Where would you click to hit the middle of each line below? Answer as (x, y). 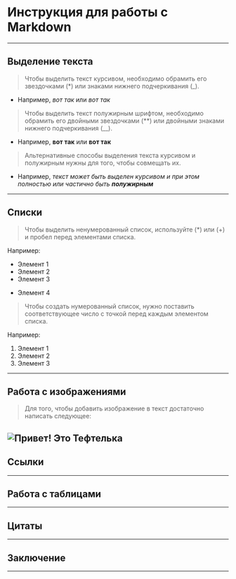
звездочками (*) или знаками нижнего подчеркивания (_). (112, 86)
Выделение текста (50, 61)
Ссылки (26, 462)
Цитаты (25, 526)
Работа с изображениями (67, 391)
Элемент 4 (34, 293)
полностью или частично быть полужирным (85, 184)
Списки (25, 212)
